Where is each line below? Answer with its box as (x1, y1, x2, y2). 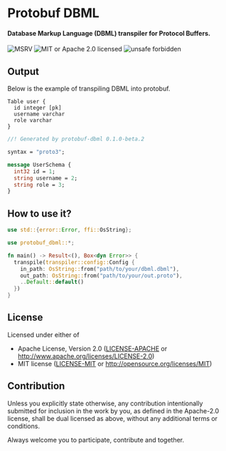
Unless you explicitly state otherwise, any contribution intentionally (7, 399, 203, 408)
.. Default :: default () (20, 279, 84, 286)
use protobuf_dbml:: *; (7, 239, 75, 247)
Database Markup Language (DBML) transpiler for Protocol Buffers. (7, 28, 211, 37)
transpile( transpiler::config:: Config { (14, 259, 135, 266)
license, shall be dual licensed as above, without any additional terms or (7, 414, 218, 423)
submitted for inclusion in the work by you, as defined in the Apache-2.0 (7, 406, 219, 415)
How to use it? (7, 207, 72, 219)
